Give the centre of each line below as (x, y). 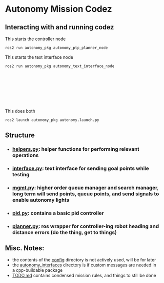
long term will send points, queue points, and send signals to (85, 193)
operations (25, 155)
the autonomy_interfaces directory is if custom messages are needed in (84, 265)
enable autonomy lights (41, 200)
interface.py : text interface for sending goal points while (81, 168)
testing (21, 174)
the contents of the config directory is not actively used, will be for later (84, 260)
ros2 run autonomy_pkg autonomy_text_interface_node (60, 66)
